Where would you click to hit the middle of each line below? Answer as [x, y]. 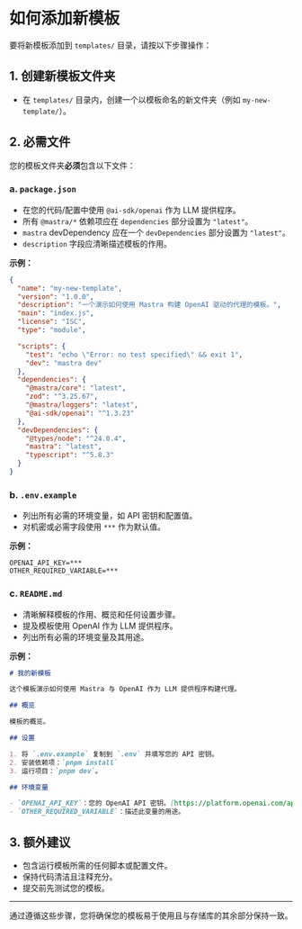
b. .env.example [43, 494]
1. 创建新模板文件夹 [62, 76]
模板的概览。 [30, 722]
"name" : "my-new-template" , [70, 288]
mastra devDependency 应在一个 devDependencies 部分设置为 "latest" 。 [156, 232]
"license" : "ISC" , [52, 322]
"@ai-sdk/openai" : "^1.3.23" [80, 413]
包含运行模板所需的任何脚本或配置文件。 [97, 866]
